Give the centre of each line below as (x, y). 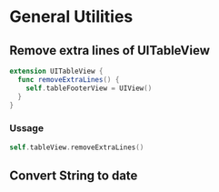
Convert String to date (74, 175)
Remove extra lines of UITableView (110, 51)
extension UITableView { (56, 71)
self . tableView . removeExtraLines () (77, 147)
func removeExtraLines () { (69, 79)
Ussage (26, 128)
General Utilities (71, 17)
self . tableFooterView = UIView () (89, 88)
